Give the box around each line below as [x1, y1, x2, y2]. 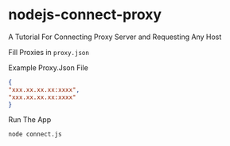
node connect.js [8, 130, 62, 139]
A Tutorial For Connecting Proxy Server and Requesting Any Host [8, 32, 222, 41]
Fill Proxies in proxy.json [8, 47, 90, 57]
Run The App [8, 115, 52, 124]
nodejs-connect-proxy [8, 6, 162, 24]
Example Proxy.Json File [8, 62, 89, 73]
